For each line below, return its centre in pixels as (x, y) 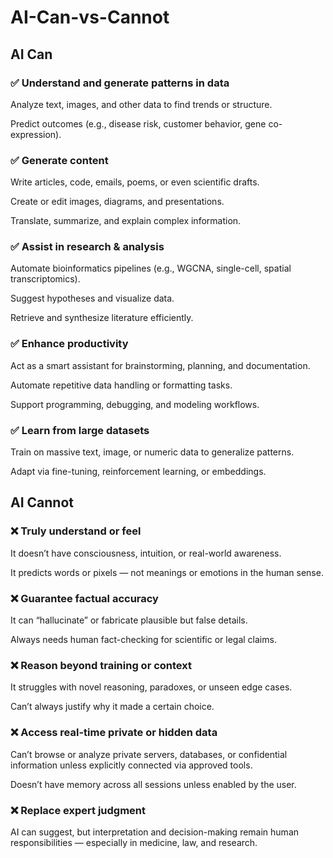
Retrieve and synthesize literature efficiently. (102, 318)
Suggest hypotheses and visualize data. (92, 298)
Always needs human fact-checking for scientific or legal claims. (143, 640)
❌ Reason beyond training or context (101, 665)
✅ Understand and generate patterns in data (120, 83)
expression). (36, 134)
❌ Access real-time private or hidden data (114, 733)
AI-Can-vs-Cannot (90, 17)
